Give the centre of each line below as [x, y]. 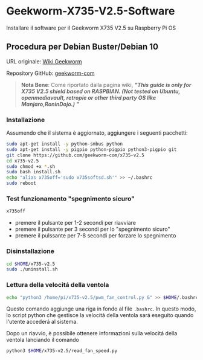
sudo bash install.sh [34, 172]
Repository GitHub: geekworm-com [50, 73]
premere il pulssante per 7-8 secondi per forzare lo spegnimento [95, 236]
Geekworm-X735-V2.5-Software [91, 11]
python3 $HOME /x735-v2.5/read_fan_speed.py [62, 351]
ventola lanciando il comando [43, 340]
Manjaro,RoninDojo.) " [50, 104]
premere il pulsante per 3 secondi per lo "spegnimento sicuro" [92, 229]
